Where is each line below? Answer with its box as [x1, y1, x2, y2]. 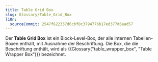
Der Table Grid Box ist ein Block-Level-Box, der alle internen [5, 35, 132, 41]
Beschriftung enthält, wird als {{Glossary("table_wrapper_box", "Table [5, 46, 152, 52]
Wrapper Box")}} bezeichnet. [5, 51, 66, 57]
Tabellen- [133, 35, 153, 41]
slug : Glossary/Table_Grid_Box [5, 12, 72, 17]
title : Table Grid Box [5, 7, 54, 13]
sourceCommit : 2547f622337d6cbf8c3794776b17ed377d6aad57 [10, 21, 134, 27]
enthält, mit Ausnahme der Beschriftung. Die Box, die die [19, 41, 139, 47]
